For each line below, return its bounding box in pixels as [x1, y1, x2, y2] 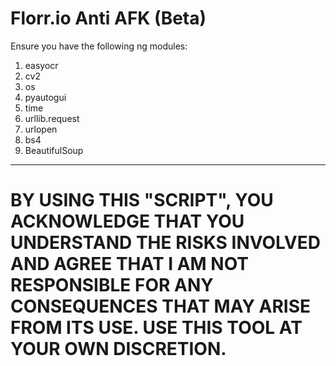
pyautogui [24, 91, 67, 103]
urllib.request [24, 112, 80, 124]
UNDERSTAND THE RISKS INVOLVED [10, 232, 321, 254]
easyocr [24, 59, 59, 71]
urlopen [24, 123, 58, 135]
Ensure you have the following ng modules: [10, 40, 188, 52]
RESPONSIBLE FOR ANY [10, 274, 214, 297]
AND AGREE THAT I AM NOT [10, 253, 250, 276]
